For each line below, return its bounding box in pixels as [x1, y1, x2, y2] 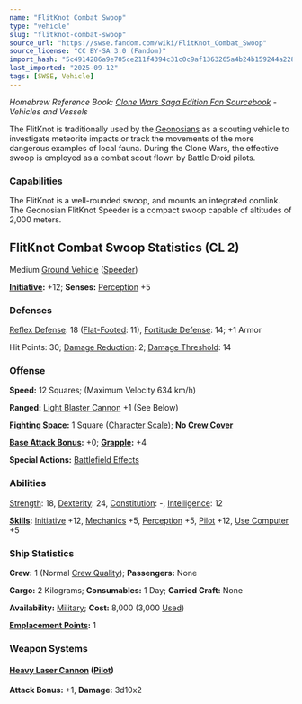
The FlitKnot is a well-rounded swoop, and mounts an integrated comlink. [9, 195, 281, 206]
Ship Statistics [9, 546, 75, 559]
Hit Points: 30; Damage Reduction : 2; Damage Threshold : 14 [9, 342, 232, 353]
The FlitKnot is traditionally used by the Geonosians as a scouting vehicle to [9, 123, 290, 134]
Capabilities [9, 175, 63, 187]
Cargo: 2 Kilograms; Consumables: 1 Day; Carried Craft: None [9, 585, 244, 596]
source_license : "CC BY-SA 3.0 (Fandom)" [9, 47, 167, 56]
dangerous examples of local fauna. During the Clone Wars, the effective [9, 142, 279, 153]
